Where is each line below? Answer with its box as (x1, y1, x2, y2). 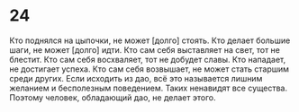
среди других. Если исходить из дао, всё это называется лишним (9, 73, 263, 83)
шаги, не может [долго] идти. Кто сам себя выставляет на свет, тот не (9, 44, 281, 55)
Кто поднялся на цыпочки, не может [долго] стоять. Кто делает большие (9, 35, 291, 46)
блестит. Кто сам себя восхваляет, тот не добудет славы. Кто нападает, (9, 54, 286, 65)
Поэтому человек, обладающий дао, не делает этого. (9, 91, 216, 103)
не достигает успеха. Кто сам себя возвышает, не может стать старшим (9, 64, 290, 74)
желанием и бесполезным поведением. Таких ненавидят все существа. (9, 82, 288, 93)
